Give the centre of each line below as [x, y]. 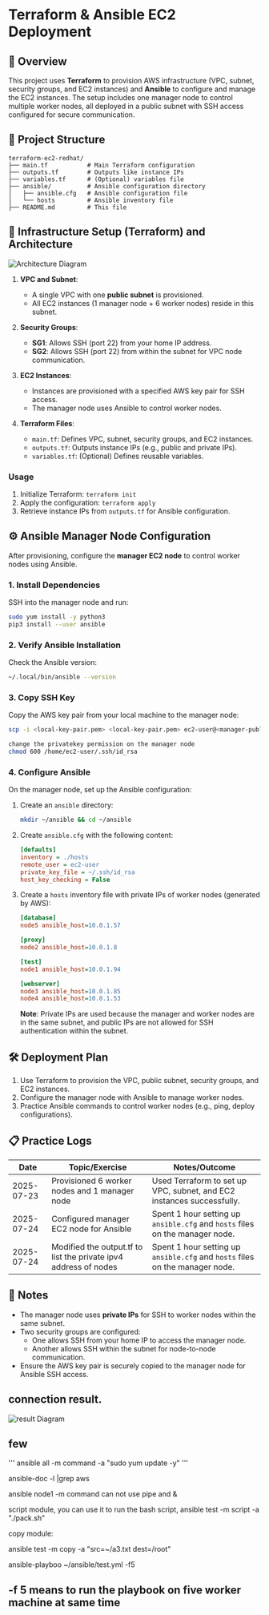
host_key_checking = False [65, 880]
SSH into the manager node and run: [68, 602]
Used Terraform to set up [199, 1181]
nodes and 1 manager [93, 1190]
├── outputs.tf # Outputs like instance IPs [96, 172]
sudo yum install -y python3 [57, 617]
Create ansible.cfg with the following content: [96, 836]
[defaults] [38, 850]
